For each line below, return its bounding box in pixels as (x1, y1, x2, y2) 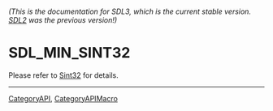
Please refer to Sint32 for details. (8, 70, 119, 80)
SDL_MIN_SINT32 (8, 43, 131, 62)
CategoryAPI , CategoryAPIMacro (8, 93, 118, 103)
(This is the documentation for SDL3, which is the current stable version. (8, 6, 252, 16)
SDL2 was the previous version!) (8, 15, 118, 24)
